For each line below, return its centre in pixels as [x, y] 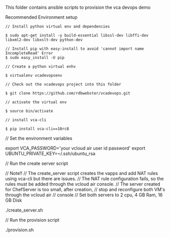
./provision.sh [20, 230]
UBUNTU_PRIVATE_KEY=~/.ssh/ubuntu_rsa [50, 154]
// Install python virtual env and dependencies [58, 26]
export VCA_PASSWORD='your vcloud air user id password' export [75, 148]
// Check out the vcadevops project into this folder [63, 84]
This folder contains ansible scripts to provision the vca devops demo [78, 7]
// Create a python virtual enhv [41, 67]
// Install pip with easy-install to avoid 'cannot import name [75, 49]
